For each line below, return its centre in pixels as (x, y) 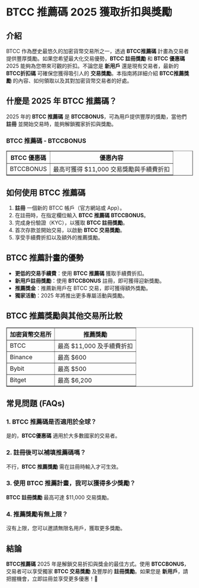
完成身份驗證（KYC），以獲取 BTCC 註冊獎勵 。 (71, 222)
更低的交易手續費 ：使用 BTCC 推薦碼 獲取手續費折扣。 (81, 273)
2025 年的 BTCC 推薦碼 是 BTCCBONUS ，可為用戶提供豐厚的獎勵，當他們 (97, 117)
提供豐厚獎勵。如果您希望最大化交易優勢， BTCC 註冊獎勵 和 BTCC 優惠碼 (96, 59)
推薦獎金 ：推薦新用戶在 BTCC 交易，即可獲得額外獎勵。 (83, 288)
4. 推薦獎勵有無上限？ (37, 514)
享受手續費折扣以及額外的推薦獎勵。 (59, 237)
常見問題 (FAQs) (36, 403)
